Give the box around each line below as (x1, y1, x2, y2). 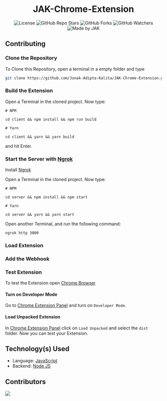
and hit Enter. (5, 143, 32, 149)
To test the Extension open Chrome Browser (5, 280, 96, 286)
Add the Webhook (5, 255, 50, 262)
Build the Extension (5, 87, 53, 94)
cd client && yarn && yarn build (5, 134, 75, 139)
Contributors (5, 377, 46, 386)
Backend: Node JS (12, 363, 51, 369)
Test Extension (5, 269, 42, 276)
